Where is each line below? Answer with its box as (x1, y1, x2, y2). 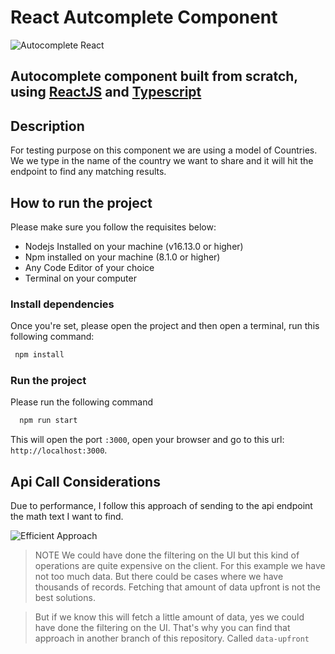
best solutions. (34, 592, 96, 604)
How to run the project (10, 194, 153, 211)
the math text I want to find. (10, 511, 124, 523)
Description (10, 117, 85, 135)
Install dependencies (10, 297, 115, 311)
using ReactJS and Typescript (10, 84, 202, 101)
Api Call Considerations (10, 473, 161, 490)
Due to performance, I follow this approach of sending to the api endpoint (10, 500, 313, 512)
